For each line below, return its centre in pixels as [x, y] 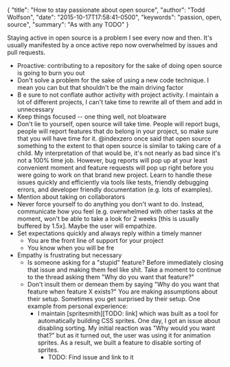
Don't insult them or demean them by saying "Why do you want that [123, 284]
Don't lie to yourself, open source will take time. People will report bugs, [119, 124]
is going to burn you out [51, 73]
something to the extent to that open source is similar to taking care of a [119, 146]
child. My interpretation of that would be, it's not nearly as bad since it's [119, 153]
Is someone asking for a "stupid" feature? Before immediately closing [125, 262]
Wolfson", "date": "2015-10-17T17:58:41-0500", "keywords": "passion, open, [115, 17]
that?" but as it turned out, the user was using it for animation [124, 335]
